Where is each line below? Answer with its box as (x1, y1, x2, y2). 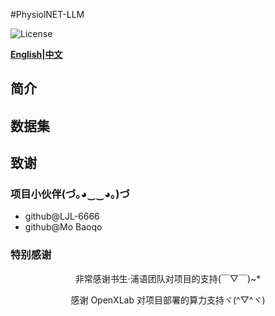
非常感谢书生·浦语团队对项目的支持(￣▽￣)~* (74, 272, 262, 284)
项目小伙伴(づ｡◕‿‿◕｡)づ (10, 187, 130, 201)
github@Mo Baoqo (24, 221, 103, 233)
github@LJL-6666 (24, 210, 100, 223)
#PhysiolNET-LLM (10, 9, 85, 20)
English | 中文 (10, 49, 63, 60)
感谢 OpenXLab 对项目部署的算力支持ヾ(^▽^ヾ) (70, 294, 266, 306)
